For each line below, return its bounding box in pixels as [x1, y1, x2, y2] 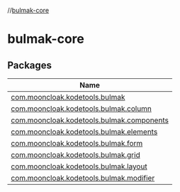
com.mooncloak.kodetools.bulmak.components [11, 115, 169, 125]
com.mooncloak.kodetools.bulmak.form [11, 139, 143, 148]
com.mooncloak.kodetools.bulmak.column [11, 104, 152, 113]
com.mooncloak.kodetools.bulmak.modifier [11, 174, 155, 183]
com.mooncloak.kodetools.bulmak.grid [11, 150, 140, 159]
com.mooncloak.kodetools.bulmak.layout [11, 161, 147, 171]
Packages [7, 59, 52, 71]
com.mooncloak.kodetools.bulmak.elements [11, 127, 158, 137]
